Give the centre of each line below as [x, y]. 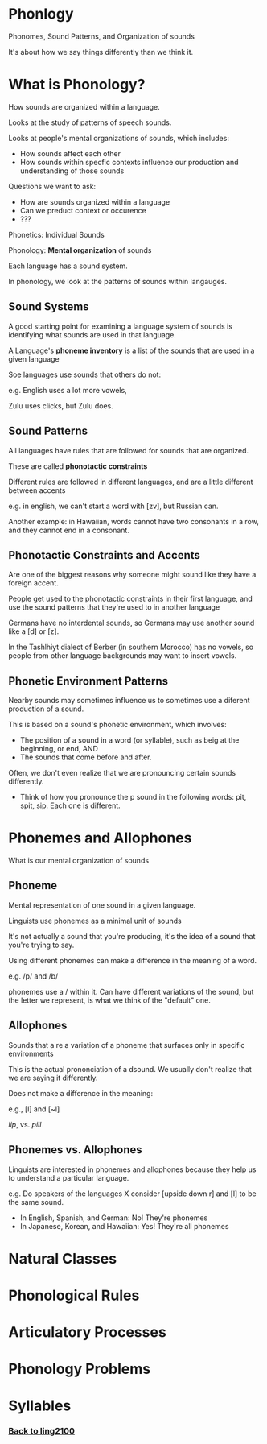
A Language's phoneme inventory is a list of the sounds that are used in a [131, 350]
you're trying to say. [41, 945]
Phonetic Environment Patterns [88, 681]
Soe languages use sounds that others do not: [85, 374]
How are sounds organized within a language [95, 201]
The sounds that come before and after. [86, 757]
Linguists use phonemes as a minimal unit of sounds [95, 921]
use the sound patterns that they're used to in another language [114, 607]
